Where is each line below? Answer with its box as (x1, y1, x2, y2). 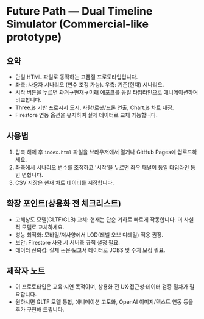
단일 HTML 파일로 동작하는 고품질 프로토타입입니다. (15, 73, 138, 81)
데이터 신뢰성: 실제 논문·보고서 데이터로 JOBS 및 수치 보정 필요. (15, 246, 166, 254)
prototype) (6, 30, 62, 44)
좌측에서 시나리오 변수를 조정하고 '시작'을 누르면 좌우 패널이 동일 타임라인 (15, 163, 189, 171)
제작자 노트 (6, 266, 46, 276)
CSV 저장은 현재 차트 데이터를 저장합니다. (15, 179, 114, 186)
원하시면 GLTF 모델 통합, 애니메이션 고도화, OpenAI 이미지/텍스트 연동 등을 (15, 298, 194, 306)
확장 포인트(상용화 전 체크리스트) (6, 198, 122, 209)
